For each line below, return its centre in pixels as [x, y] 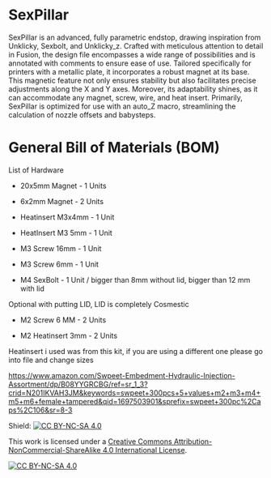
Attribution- [193, 441]
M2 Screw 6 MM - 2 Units [63, 320]
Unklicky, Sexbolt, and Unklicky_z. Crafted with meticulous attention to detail [136, 45]
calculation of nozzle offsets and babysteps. [82, 114]
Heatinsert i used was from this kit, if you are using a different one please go [135, 351]
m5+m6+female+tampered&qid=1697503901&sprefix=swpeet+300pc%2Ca [135, 401]
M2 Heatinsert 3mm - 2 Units [69, 335]
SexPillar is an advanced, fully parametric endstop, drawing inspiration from [135, 37]
